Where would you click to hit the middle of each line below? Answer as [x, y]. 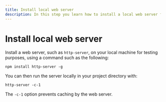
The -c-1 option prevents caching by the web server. [59, 94]
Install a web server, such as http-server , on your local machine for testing [82, 52]
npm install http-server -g [34, 67]
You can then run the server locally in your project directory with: [71, 76]
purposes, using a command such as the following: [57, 58]
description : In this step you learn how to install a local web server [82, 14]
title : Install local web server [40, 10]
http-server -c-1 [23, 85]
